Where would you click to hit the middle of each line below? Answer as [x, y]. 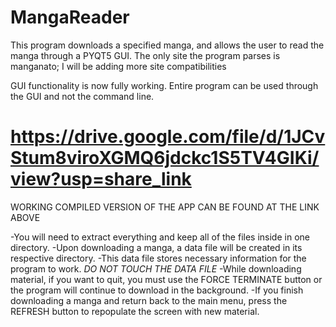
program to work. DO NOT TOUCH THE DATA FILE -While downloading [156, 268]
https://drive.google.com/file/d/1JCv [168, 137]
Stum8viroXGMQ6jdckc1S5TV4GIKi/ [165, 158]
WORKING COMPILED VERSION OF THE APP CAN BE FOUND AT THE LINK [165, 207]
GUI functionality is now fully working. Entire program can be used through [164, 85]
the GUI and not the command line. [82, 96]
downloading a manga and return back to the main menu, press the [149, 300]
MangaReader [70, 17]
